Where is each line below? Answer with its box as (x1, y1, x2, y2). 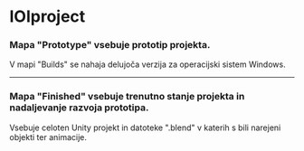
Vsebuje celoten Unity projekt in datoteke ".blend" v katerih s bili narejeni (9, 122, 281, 133)
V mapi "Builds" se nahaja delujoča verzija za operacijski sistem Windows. (9, 59, 287, 70)
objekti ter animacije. (9, 131, 88, 142)
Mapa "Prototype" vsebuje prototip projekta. (9, 39, 211, 52)
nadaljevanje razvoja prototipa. (9, 101, 149, 114)
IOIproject (9, 6, 86, 27)
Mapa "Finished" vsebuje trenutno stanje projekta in (9, 90, 245, 103)
